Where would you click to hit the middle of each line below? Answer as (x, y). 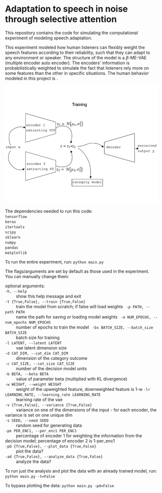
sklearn (13, 238)
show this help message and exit (49, 296)
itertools (15, 227)
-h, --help (16, 292)
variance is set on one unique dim (39, 415)
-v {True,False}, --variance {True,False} (49, 405)
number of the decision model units (51, 369)
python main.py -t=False (30, 477)
